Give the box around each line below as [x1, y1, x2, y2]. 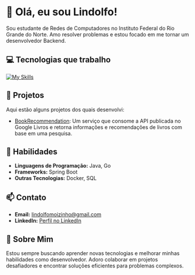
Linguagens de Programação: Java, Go [14, 162, 111, 169]
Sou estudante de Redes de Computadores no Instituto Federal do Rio [6, 25, 175, 32]
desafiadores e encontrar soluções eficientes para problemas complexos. [6, 262, 184, 269]
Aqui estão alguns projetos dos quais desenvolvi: [6, 106, 125, 113]
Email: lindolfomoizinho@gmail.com [14, 211, 101, 218]
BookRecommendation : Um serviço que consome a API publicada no [14, 117, 182, 124]
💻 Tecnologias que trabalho [6, 55, 111, 65]
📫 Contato [6, 192, 47, 202]
